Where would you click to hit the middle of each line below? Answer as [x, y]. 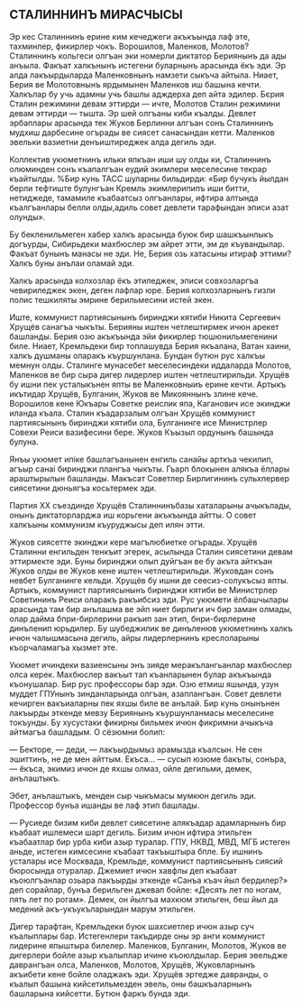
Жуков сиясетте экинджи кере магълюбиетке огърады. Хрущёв [133, 542]
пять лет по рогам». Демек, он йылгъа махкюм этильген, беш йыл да [144, 899]
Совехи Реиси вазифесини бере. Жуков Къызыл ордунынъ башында [142, 432]
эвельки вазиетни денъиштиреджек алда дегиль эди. [113, 142]
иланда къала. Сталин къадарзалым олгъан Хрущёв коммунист [133, 413]
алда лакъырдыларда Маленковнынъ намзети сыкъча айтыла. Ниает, [144, 75]
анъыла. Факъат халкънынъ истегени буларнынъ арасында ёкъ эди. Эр [148, 65]
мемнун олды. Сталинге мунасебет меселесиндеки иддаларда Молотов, [151, 365]
